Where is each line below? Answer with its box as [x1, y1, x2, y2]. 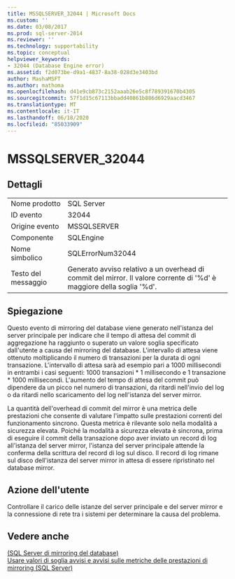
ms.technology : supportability [7, 43, 99, 50]
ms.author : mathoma [7, 82, 64, 89]
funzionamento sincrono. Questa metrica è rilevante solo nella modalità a [7, 419, 218, 427]
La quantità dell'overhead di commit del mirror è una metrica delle [7, 404, 197, 413]
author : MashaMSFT [7, 75, 61, 83]
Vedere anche [7, 530, 70, 542]
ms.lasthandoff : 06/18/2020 [7, 114, 90, 121]
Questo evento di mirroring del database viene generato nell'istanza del [7, 324, 213, 332]
